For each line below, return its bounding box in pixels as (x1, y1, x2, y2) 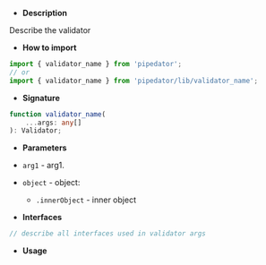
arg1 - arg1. (21, 160, 64, 171)
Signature (21, 92, 60, 103)
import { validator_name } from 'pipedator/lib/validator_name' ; (9, 76, 258, 85)
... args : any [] (25, 118, 82, 127)
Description (21, 8, 67, 18)
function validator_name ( (9, 109, 106, 119)
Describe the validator (9, 25, 91, 35)
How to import (21, 42, 77, 53)
